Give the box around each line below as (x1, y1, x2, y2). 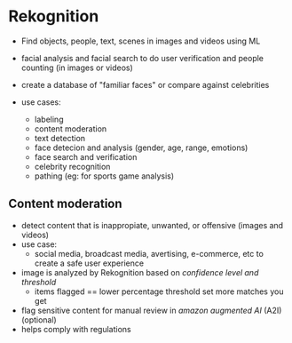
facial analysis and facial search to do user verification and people (20, 52, 264, 63)
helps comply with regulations (20, 323, 132, 334)
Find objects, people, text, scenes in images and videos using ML (20, 36, 261, 46)
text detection (34, 132, 86, 143)
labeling (34, 114, 64, 124)
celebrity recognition (34, 161, 111, 171)
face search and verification (34, 151, 138, 162)
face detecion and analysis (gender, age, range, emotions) (34, 142, 249, 153)
